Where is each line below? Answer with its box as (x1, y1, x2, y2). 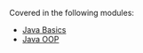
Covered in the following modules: (9, 8, 135, 18)
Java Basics (21, 25, 67, 34)
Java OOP (21, 34, 60, 44)
